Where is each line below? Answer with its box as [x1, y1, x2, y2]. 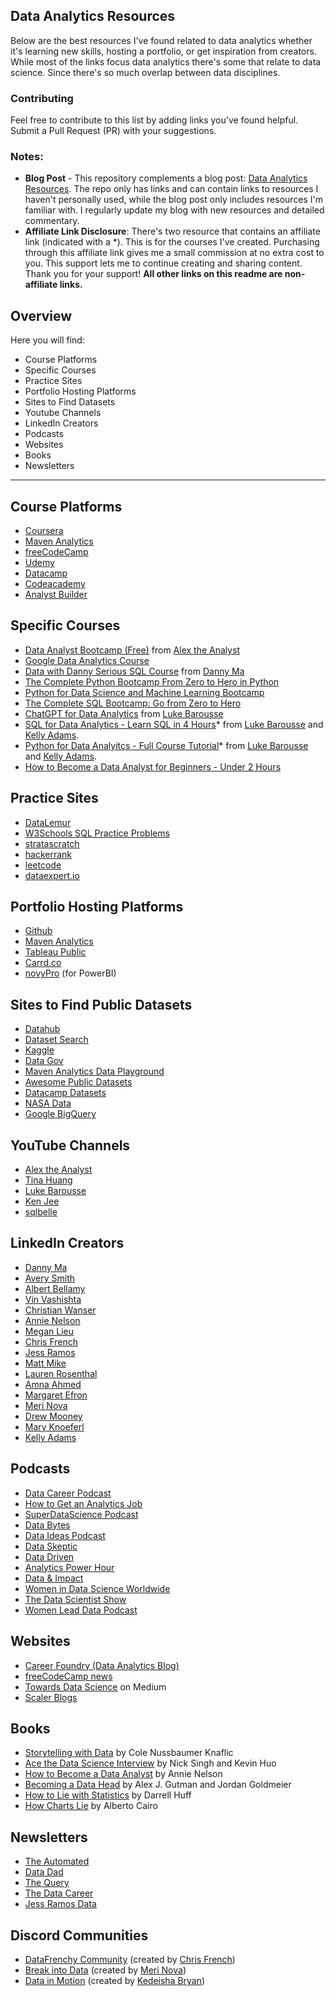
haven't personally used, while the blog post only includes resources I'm [24, 194, 324, 206]
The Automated [24, 1855, 90, 1868]
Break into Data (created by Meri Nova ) [24, 1964, 187, 1976]
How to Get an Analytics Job [24, 1497, 143, 1509]
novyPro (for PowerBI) [24, 967, 117, 979]
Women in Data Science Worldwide [24, 1582, 171, 1594]
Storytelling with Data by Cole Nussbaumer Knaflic [24, 1747, 234, 1759]
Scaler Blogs [24, 1691, 78, 1703]
